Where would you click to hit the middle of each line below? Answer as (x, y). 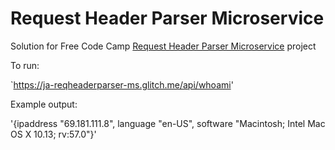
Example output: (44, 104)
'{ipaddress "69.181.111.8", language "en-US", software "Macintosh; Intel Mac (168, 123)
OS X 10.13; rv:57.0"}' (53, 134)
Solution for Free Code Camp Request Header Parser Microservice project (163, 46)
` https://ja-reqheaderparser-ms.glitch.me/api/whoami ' (122, 84)
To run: (25, 65)
